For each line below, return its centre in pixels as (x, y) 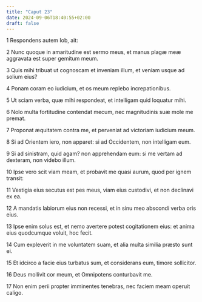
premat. (16, 118)
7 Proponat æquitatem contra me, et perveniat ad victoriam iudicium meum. (101, 130)
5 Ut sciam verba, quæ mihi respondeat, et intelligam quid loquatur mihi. (96, 100)
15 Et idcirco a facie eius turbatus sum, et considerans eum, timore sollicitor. (101, 263)
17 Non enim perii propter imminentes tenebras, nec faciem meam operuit (98, 286)
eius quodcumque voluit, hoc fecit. (49, 233)
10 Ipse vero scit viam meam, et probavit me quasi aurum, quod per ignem (99, 172)
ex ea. (14, 196)
